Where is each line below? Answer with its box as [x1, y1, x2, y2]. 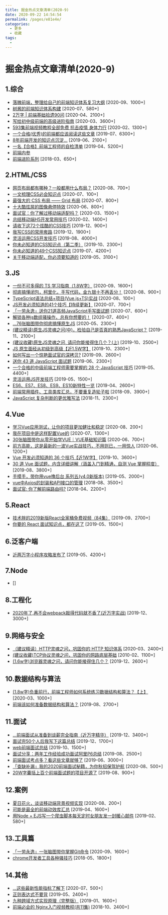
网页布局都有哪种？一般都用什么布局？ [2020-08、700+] [12, 185, 130, 191]
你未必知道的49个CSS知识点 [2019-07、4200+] [12, 248, 111, 254]
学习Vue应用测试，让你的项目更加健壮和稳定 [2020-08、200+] [12, 424, 143, 430]
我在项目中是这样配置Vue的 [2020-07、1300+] [12, 430, 109, 436]
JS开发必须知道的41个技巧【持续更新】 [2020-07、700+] [12, 301, 131, 308]
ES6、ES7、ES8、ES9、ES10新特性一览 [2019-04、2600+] [12, 383, 135, 389]
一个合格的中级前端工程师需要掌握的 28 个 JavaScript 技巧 [12, 364, 133, 370]
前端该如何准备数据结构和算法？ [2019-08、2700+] [12, 702, 119, 708]
